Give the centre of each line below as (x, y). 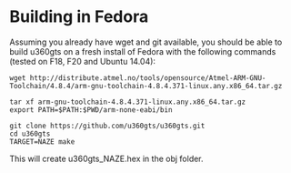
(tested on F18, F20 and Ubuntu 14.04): (83, 61)
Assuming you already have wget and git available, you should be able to (146, 42)
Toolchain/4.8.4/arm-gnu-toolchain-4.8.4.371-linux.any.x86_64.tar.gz (146, 86)
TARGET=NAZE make (42, 142)
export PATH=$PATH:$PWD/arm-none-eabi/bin (91, 110)
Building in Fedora (79, 17)
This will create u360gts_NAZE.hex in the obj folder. (106, 158)
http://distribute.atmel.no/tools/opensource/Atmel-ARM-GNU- (148, 78)
